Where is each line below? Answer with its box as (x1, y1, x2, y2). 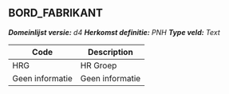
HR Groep (80, 60, 117, 71)
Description (87, 46, 133, 57)
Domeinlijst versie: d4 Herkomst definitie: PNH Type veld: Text (8, 27, 221, 37)
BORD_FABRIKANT (8, 6, 104, 20)
